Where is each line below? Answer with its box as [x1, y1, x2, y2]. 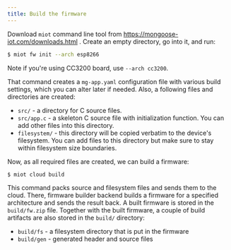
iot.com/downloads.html [7, 37, 78, 46]
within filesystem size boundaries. [17, 143, 117, 152]
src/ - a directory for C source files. [17, 106, 122, 114]
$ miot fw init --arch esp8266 [7, 51, 100, 58]
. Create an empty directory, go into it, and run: [78, 37, 215, 46]
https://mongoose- [123, 30, 179, 38]
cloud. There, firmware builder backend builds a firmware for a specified [7, 191, 219, 200]
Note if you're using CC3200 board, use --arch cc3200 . [7, 64, 169, 72]
